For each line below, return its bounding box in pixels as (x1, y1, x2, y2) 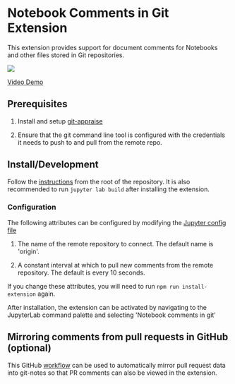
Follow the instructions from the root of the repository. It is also (7, 177, 191, 186)
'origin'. (17, 247, 40, 256)
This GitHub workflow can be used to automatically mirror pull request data (7, 361, 226, 369)
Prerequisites (7, 98, 68, 110)
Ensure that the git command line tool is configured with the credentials (17, 131, 226, 139)
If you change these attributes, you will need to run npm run (7, 282, 179, 290)
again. (37, 289, 56, 298)
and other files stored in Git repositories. (7, 51, 125, 59)
